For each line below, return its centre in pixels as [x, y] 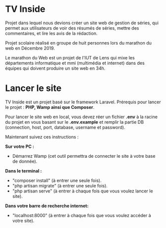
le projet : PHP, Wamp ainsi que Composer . [50, 107]
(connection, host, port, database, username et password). [65, 127]
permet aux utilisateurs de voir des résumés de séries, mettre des [72, 28]
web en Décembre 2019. [30, 48]
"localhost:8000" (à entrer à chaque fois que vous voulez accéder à [82, 215]
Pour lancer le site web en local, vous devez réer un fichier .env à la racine [81, 117]
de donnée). [25, 161]
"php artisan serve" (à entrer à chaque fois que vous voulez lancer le [83, 191]
